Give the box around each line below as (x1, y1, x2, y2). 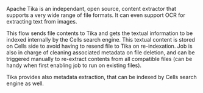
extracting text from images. (6, 18, 77, 25)
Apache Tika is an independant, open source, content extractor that (6, 5, 177, 12)
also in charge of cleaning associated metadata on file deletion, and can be (6, 49, 195, 56)
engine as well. (6, 80, 45, 87)
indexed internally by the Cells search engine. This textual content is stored (6, 36, 195, 43)
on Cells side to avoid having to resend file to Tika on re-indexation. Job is (6, 42, 193, 50)
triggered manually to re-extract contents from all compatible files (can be (6, 56, 193, 62)
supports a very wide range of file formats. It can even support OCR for (6, 11, 186, 19)
